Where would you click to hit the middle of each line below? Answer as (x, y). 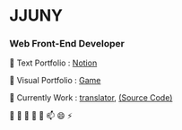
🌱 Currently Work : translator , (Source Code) (91, 98)
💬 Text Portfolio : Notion (53, 63)
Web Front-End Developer (67, 44)
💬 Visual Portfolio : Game (55, 81)
